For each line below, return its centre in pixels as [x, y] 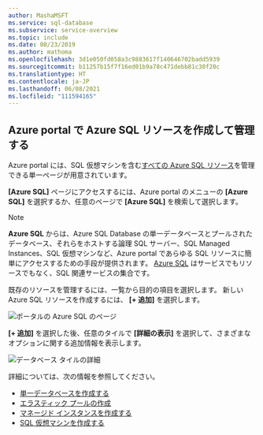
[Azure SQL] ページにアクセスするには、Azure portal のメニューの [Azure [128, 192]
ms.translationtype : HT [47, 74]
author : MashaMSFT [38, 15]
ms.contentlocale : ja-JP [49, 81]
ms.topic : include [38, 37]
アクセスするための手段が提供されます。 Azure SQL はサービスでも [130, 263]
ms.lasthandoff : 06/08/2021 [54, 89]
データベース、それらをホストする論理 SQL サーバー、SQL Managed [119, 244]
